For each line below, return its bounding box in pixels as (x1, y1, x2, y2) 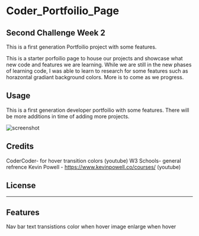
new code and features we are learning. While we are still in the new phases (6, 61, 192, 68)
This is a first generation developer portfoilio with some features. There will (6, 106, 190, 114)
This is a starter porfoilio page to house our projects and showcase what (6, 55, 183, 62)
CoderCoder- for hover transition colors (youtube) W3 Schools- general (6, 157, 182, 164)
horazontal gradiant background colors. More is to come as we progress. (6, 74, 184, 80)
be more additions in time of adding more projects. (6, 112, 130, 119)
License (6, 180, 36, 190)
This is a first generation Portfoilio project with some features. (6, 43, 157, 50)
